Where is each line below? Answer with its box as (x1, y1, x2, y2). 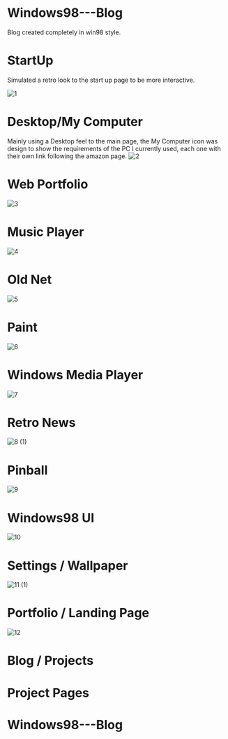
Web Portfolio (7, 176, 89, 192)
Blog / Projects (7, 653, 94, 669)
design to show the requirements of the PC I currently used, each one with (7, 144, 221, 153)
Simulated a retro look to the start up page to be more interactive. (7, 76, 195, 84)
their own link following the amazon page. (7, 152, 128, 160)
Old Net (7, 272, 52, 288)
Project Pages (7, 684, 89, 701)
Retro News (7, 414, 76, 430)
